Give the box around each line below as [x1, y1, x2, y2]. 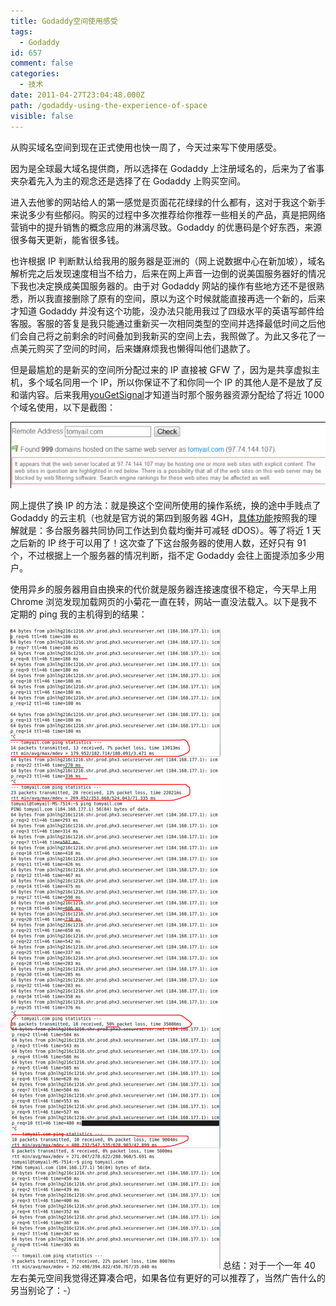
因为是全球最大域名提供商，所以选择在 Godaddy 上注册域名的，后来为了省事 [10, 162, 325, 174]
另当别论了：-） [10, 1285, 77, 1297]
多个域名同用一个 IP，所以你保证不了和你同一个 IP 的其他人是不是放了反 [27, 376, 323, 388]
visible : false [10, 111, 74, 121]
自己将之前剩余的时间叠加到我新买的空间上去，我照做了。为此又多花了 [27, 330, 317, 342]
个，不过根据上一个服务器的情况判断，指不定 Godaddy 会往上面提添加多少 [10, 550, 317, 562]
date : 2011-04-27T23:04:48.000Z [10, 90, 145, 100]
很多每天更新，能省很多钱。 [10, 233, 125, 245]
